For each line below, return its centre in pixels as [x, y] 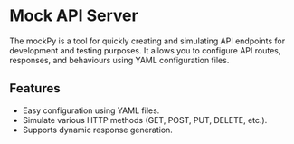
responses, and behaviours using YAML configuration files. [119, 60]
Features [35, 88]
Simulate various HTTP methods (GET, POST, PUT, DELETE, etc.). [145, 120]
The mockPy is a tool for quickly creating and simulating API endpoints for [147, 41]
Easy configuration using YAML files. [91, 110]
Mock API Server [74, 16]
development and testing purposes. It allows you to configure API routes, [145, 50]
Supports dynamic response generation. [98, 130]
